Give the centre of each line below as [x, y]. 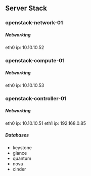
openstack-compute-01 [35, 61]
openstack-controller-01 [36, 99]
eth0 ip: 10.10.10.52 [25, 48]
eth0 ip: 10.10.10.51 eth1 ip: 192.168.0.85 [45, 123]
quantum [22, 158]
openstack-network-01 [34, 23]
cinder [19, 169]
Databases [17, 135]
